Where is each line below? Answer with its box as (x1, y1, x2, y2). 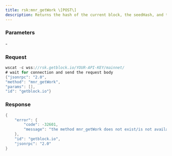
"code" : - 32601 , (24, 122, 58, 127)
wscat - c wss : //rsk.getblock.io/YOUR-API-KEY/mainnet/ (5, 65, 125, 71)
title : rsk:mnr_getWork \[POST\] (5, 7, 77, 13)
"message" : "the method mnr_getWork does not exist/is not (24, 127, 153, 132)
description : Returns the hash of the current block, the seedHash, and (5, 12, 164, 17)
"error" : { (14, 117, 38, 123)
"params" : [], (5, 84, 36, 90)
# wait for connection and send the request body (5, 70, 114, 75)
